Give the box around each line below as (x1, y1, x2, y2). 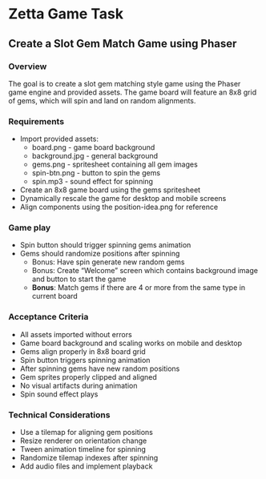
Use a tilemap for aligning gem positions (19, 428, 154, 437)
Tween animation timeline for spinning (19, 445, 146, 454)
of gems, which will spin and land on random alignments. (8, 95, 196, 105)
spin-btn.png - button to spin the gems (31, 168, 161, 178)
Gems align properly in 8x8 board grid (19, 346, 146, 356)
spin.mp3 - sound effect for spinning (31, 177, 154, 187)
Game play (8, 222, 51, 233)
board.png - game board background (31, 143, 155, 152)
